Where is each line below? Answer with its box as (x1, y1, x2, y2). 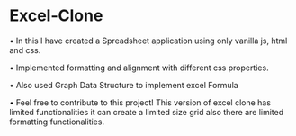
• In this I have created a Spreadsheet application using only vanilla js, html (9, 35, 288, 46)
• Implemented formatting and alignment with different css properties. (9, 62, 269, 73)
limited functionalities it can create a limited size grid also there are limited (9, 106, 284, 117)
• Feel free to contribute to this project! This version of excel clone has (9, 96, 272, 108)
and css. (9, 44, 41, 55)
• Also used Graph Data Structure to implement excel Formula (9, 79, 238, 90)
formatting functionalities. (9, 116, 105, 127)
